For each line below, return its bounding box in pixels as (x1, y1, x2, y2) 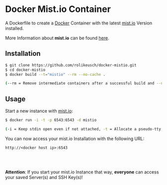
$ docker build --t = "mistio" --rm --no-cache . (5, 72, 106, 77)
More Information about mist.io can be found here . (5, 35, 109, 41)
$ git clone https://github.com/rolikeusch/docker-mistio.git (5, 62, 137, 68)
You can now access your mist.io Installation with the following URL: (5, 136, 145, 142)
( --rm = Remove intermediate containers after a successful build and (5, 81, 155, 86)
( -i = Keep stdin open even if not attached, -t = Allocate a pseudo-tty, (5, 126, 164, 132)
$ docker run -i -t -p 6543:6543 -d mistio (5, 118, 97, 123)
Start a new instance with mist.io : (5, 108, 73, 114)
